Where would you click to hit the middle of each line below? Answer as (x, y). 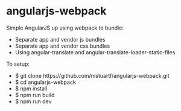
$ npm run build (35, 95)
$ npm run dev (33, 101)
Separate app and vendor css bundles (62, 46)
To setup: (18, 64)
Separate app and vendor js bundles (60, 39)
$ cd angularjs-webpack (46, 82)
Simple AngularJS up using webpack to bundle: (65, 28)
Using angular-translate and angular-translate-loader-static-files (95, 52)
